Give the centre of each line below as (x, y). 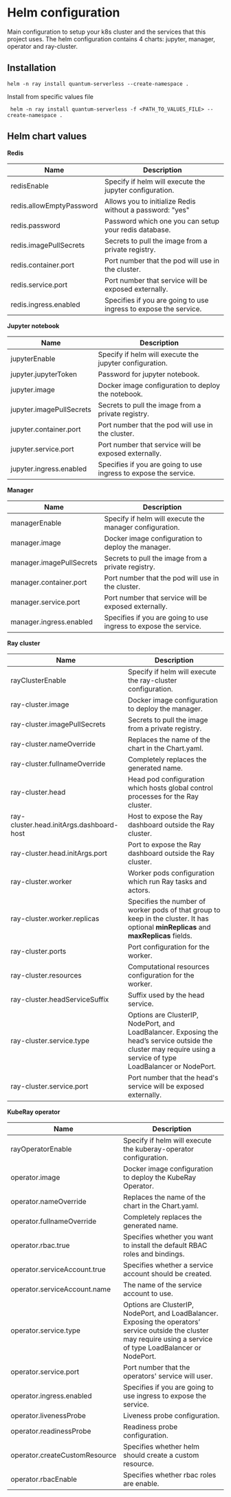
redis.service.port (39, 285)
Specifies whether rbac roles (169, 1475)
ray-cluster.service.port (49, 1086)
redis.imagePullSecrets (48, 245)
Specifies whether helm (161, 1446)
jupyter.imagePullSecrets (51, 409)
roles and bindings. (154, 1253)
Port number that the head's (173, 1077)
